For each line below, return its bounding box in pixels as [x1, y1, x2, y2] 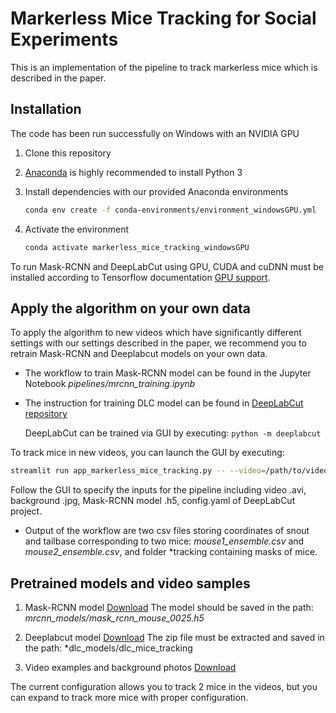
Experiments [10, 28, 119, 51]
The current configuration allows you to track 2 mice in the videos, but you [10, 681, 318, 692]
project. [10, 505, 43, 517]
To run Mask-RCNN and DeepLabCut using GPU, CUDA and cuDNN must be [10, 260, 324, 272]
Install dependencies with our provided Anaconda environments [24, 185, 289, 197]
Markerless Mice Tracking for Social [10, 7, 317, 30]
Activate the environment [24, 223, 130, 235]
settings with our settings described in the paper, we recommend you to [10, 337, 307, 349]
